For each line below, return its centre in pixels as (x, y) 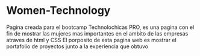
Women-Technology (58, 11)
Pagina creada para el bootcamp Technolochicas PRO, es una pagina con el (100, 27)
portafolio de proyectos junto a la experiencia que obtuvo (77, 46)
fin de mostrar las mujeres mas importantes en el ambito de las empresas (97, 33)
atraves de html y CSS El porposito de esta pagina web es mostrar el (91, 40)
